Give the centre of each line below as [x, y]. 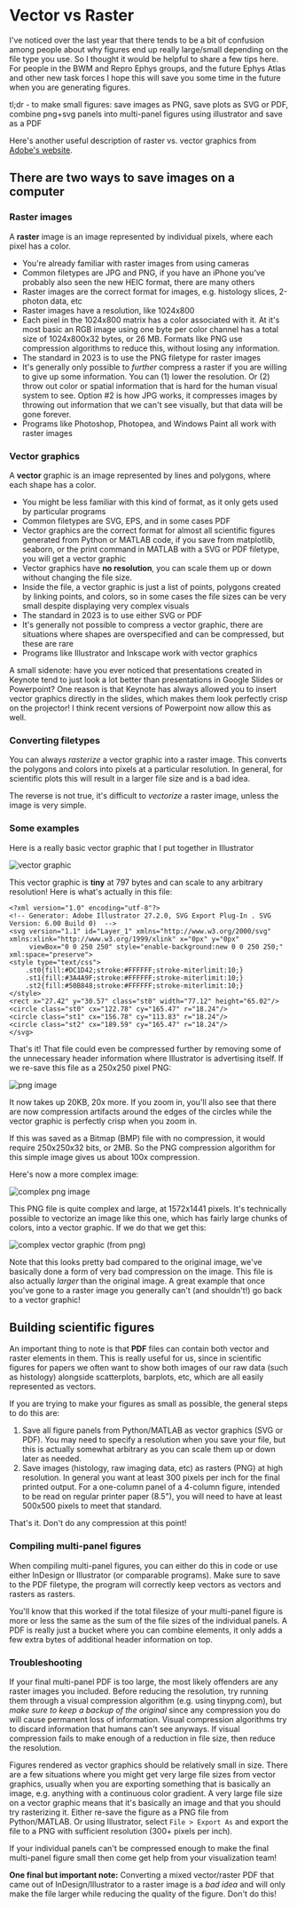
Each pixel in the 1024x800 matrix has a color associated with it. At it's [151, 320]
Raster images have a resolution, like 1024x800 [108, 310]
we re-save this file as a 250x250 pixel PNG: [90, 1068]
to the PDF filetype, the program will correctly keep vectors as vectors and [145, 1584]
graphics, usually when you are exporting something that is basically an [140, 1784]
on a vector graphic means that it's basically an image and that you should [145, 1802]
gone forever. [47, 414]
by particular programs [64, 511]
